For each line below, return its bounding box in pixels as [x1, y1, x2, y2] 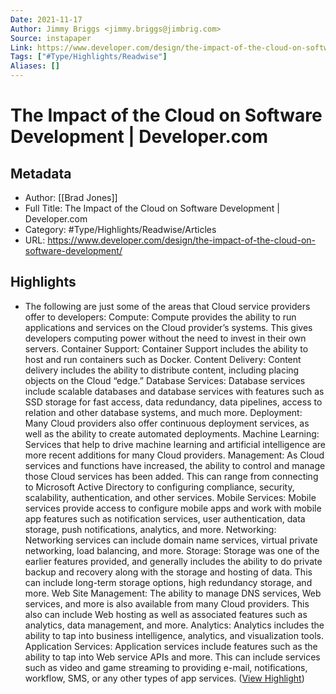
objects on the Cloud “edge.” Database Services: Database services [24, 374, 306, 386]
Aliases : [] [10, 61, 60, 71]
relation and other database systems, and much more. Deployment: [24, 406, 303, 418]
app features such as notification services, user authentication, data [24, 512, 306, 525]
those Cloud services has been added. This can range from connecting [24, 470, 319, 482]
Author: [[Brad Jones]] [24, 192, 118, 203]
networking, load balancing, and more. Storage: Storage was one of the [24, 544, 320, 556]
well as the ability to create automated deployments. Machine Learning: [24, 427, 320, 440]
